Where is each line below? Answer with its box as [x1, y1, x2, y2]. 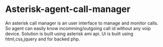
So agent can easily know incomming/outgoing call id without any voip [5, 25, 151, 31]
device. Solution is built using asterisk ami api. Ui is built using [5, 30, 134, 36]
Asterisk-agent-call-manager [5, 3, 130, 15]
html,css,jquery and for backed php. [5, 36, 80, 42]
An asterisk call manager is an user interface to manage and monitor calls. [5, 20, 158, 26]
